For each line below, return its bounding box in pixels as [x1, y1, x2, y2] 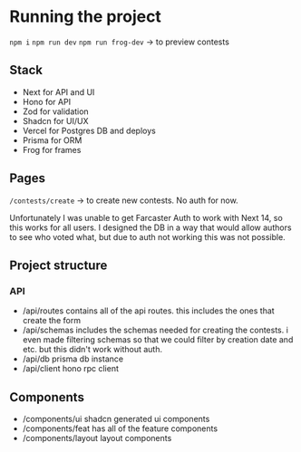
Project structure [9, 257, 108, 273]
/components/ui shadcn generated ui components [22, 414, 210, 425]
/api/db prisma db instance [22, 353, 124, 364]
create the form [22, 315, 82, 326]
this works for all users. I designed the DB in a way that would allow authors [9, 222, 292, 233]
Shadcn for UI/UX [22, 115, 89, 126]
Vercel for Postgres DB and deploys [22, 125, 156, 136]
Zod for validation [22, 106, 89, 117]
